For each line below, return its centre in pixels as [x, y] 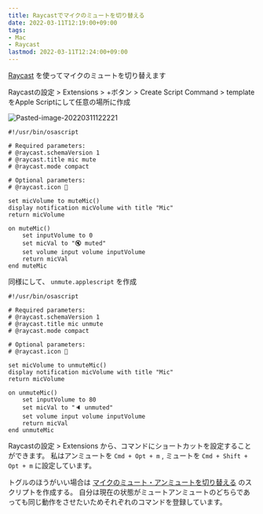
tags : [17, 30]
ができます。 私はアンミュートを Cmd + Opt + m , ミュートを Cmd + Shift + [128, 456]
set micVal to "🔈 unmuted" [68, 408]
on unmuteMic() [33, 393]
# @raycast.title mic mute [52, 160]
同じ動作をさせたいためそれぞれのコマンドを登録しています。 [127, 502]
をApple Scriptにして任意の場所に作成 [69, 102]
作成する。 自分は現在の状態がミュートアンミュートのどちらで [142, 492]
